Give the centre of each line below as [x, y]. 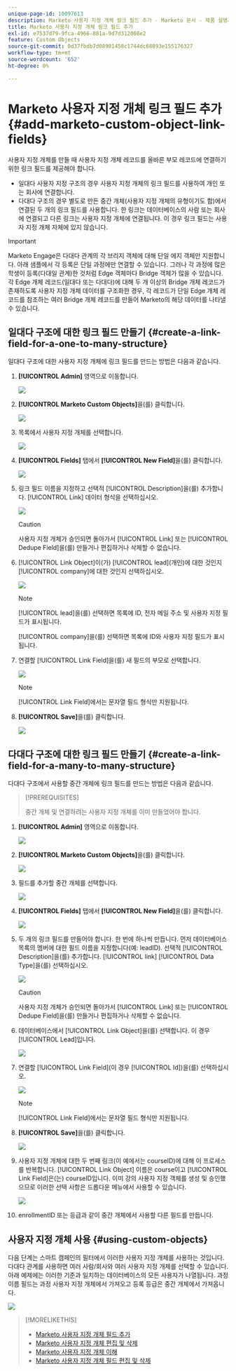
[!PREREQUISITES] [52, 797]
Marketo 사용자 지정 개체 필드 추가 [83, 1334]
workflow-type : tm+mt [40, 53]
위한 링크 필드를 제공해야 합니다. [52, 168]
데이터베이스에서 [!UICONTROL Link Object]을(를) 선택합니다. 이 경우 [114, 1031]
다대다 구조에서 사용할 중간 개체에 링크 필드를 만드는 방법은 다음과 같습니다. [111, 783]
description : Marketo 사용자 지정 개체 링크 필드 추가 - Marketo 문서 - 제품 [112, 20]
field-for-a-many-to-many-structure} [92, 765]
